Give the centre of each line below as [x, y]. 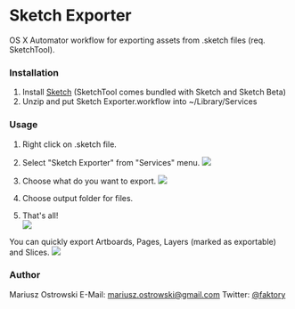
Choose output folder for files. [78, 198]
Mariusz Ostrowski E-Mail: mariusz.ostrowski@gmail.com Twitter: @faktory [147, 294]
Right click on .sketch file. [70, 144]
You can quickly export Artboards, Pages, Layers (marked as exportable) [143, 241]
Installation [34, 72]
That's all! [40, 215]
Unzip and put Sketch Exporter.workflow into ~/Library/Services [139, 102]
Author [25, 275]
